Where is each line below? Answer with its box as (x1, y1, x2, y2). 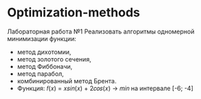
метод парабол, (17, 70, 64, 78)
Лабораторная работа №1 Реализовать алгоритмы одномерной (7, 27, 195, 36)
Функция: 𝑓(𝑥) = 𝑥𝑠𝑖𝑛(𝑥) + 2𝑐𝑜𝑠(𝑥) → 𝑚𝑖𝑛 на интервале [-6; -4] (17, 84, 194, 92)
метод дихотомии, (17, 48, 72, 56)
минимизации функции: (7, 34, 77, 42)
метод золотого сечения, (17, 55, 92, 63)
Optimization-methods (7, 5, 140, 20)
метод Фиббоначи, (17, 62, 73, 70)
